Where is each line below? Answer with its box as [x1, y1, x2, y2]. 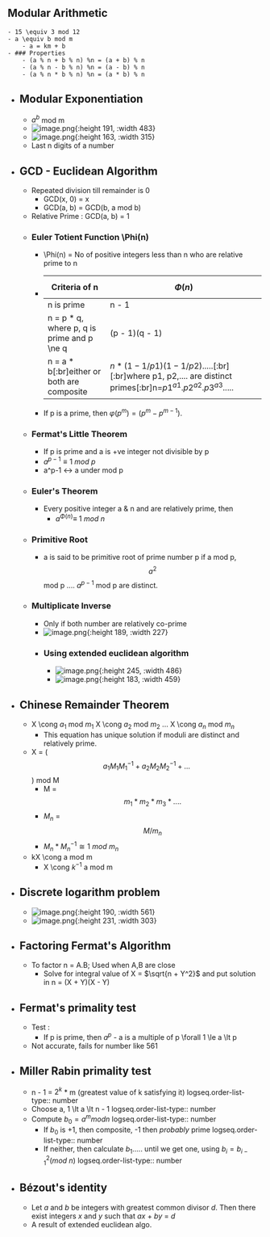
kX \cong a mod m [31, 852, 93, 862]
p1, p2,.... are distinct [152, 370, 233, 381]
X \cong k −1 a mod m [43, 860, 114, 872]
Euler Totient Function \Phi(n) [31, 232, 150, 243]
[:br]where [110, 370, 151, 381]
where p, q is [47, 322, 97, 334]
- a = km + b [22, 42, 66, 50]
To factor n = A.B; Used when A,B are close [31, 961, 176, 970]
